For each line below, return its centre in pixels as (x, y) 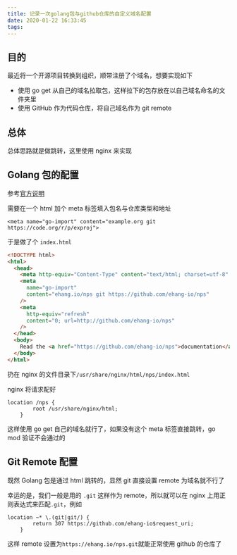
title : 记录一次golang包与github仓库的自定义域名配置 (79, 14)
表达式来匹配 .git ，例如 (48, 504)
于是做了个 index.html (39, 242)
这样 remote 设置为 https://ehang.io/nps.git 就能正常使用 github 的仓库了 (115, 544)
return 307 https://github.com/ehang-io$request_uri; (113, 523)
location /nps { (31, 402)
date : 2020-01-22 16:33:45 (47, 20)
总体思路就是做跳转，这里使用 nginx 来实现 (70, 151)
